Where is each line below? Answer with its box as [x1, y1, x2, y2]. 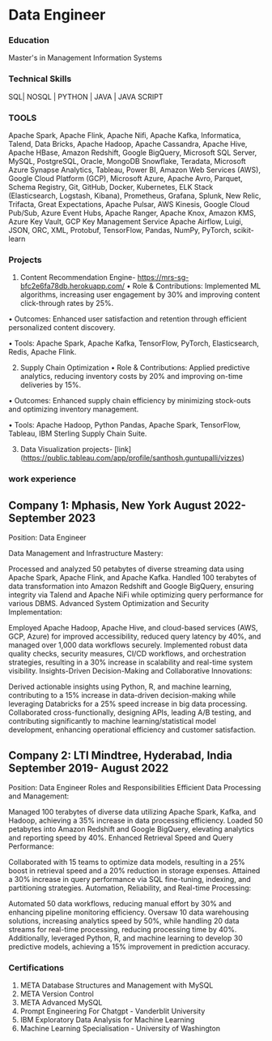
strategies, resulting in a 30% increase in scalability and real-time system [8, 657, 253, 667]
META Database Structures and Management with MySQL [19, 980, 214, 991]
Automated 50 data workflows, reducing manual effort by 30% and [8, 898, 232, 908]
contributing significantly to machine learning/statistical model [8, 716, 217, 726]
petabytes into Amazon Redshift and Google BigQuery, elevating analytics [8, 824, 255, 833]
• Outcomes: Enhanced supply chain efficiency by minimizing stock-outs [8, 396, 251, 406]
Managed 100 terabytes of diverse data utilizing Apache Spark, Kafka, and [8, 807, 257, 816]
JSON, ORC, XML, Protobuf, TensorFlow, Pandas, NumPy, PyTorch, [8, 226, 232, 235]
